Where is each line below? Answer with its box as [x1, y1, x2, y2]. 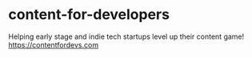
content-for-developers [8, 6, 170, 24]
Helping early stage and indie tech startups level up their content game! [8, 32, 245, 41]
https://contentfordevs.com [8, 40, 98, 49]
